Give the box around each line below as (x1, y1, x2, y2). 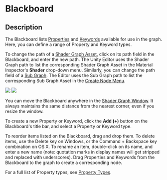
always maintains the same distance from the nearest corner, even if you (5, 103, 155, 109)
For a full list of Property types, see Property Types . (5, 169, 112, 175)
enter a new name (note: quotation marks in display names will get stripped (5, 149, 160, 155)
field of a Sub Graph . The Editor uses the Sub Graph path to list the (5, 72, 143, 78)
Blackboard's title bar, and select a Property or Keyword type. (5, 123, 132, 129)
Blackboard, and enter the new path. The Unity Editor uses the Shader (5, 56, 150, 62)
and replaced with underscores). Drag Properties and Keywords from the (5, 154, 155, 160)
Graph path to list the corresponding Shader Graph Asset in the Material (5, 62, 153, 67)
